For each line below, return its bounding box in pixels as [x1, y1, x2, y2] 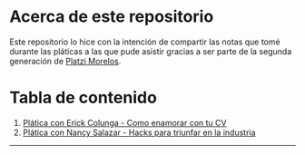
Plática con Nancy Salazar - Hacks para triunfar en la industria [22, 127, 256, 138]
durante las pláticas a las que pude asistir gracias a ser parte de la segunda [9, 45, 292, 56]
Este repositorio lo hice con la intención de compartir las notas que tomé [9, 36, 280, 47]
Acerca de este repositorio [9, 6, 214, 27]
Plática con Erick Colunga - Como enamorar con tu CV [22, 117, 227, 128]
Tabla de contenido [9, 88, 157, 108]
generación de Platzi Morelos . [9, 55, 122, 66]
